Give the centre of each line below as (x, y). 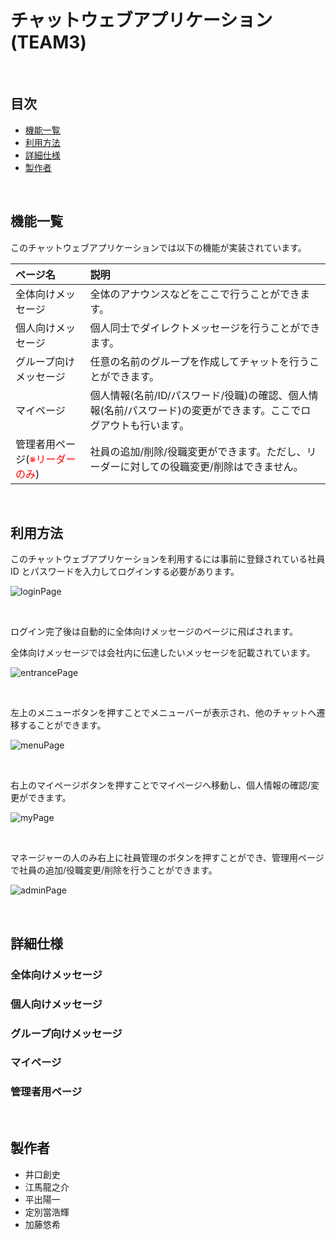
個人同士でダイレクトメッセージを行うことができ (205, 328)
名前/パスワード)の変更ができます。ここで (202, 410)
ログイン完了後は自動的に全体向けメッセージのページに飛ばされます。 (154, 632)
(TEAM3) (48, 42)
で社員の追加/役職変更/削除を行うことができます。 (114, 870)
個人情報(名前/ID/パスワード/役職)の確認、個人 (199, 395)
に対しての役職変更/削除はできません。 (211, 466)
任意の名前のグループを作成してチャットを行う (199, 361)
